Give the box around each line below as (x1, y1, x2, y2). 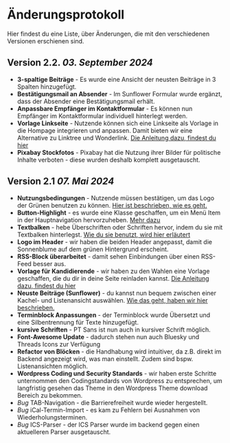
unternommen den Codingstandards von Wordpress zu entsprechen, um (16, 376, 222, 385)
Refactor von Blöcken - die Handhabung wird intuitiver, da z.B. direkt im (16, 347, 222, 356)
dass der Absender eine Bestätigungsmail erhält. (16, 97, 155, 105)
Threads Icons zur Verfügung (16, 340, 101, 348)
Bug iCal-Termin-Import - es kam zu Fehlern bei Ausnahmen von (16, 406, 200, 414)
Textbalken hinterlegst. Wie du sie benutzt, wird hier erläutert (16, 230, 191, 239)
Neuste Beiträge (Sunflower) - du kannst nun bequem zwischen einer (16, 289, 217, 297)
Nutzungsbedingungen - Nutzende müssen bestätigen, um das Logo (16, 193, 215, 202)
